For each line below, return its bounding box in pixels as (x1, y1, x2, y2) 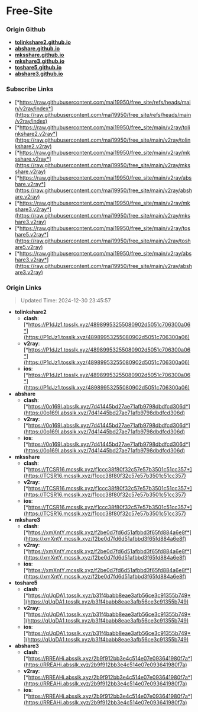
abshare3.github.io (14, 70, 63, 78)
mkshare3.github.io (14, 58, 65, 65)
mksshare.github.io (14, 52, 64, 59)
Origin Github (6, 25, 46, 34)
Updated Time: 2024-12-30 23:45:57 (20, 297, 111, 304)
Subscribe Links (6, 85, 54, 93)
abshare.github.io (14, 45, 60, 52)
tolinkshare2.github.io (14, 39, 71, 46)
